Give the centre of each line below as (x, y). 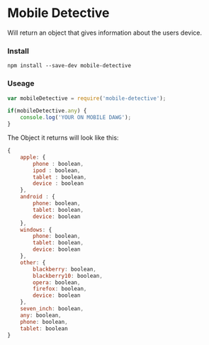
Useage (21, 84)
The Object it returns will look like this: (63, 138)
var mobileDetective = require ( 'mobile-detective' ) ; (87, 98)
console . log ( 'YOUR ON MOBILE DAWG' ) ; (76, 118)
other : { (33, 262)
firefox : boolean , (60, 289)
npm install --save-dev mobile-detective (69, 66)
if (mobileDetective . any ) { (47, 111)
